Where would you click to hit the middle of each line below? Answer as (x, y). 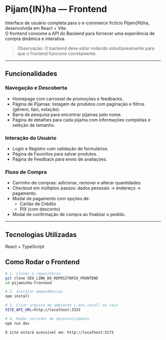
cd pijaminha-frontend (28, 283)
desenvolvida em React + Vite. (36, 28)
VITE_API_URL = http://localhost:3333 (43, 310)
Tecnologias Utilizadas (41, 235)
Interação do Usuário (31, 138)
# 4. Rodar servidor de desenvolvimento (47, 319)
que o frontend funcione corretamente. (57, 54)
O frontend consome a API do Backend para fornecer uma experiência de (80, 33)
